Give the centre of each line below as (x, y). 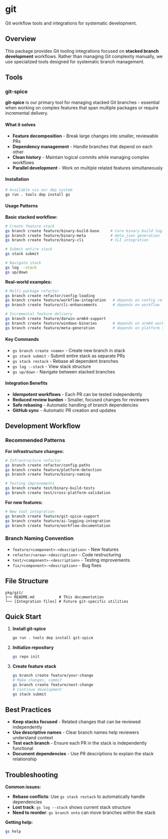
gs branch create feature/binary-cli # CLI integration (77, 240)
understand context (33, 738)
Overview (21, 39)
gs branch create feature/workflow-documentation (58, 526)
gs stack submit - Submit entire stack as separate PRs (68, 356)
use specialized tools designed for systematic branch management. (75, 62)
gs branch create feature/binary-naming (48, 475)
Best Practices (28, 709)
